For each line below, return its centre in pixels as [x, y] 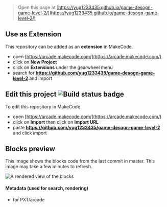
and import [41, 78]
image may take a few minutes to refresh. [49, 167]
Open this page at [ [38, 7]
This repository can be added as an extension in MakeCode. [69, 47]
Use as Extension [33, 34]
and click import [30, 133]
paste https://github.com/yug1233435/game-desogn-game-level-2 [86, 127]
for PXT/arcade [29, 199]
